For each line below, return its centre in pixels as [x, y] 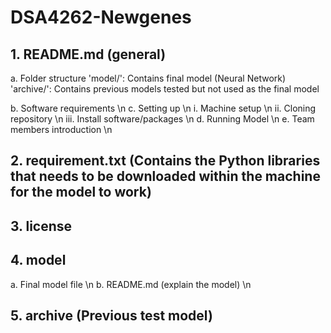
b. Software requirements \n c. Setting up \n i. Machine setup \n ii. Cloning [163, 108]
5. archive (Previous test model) [111, 315]
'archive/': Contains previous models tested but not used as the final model [165, 89]
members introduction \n [61, 129]
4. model [38, 260]
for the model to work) [81, 192]
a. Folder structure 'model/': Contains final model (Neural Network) [148, 78]
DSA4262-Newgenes [101, 17]
